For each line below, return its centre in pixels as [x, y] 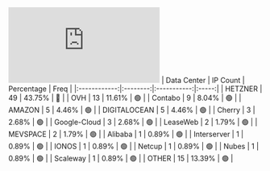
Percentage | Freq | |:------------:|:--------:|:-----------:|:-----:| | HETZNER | [135, 89]
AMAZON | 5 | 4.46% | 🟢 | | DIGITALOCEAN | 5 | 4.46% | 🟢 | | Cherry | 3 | [132, 110]
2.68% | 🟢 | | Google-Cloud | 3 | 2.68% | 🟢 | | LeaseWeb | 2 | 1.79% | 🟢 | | [133, 122]
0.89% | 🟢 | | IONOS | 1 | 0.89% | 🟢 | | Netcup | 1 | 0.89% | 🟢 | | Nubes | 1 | [134, 146]
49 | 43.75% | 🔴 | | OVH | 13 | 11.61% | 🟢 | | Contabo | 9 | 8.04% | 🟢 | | [125, 98]
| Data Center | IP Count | [203, 80]
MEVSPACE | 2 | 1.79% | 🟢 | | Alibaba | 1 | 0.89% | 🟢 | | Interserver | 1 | [126, 134]
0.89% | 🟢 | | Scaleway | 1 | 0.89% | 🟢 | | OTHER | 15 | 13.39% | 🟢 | [121, 158]
